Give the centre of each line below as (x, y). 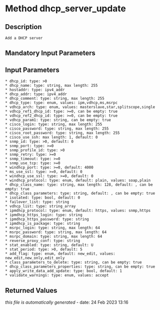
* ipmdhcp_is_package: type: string (43, 224)
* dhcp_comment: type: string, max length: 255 (55, 99)
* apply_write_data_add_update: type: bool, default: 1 (64, 271)
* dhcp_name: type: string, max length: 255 (51, 86)
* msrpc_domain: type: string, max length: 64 (54, 237)
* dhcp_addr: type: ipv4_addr (36, 94)
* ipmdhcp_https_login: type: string (44, 215)
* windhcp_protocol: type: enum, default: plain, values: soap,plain (78, 180)
